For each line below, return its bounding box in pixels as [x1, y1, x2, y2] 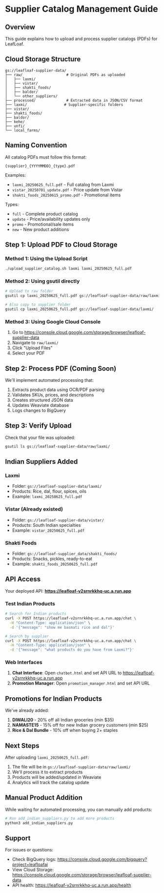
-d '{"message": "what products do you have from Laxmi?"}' [9, 647, 134, 652]
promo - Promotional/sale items [12, 221, 74, 227]
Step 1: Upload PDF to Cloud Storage [5, 241, 118, 249]
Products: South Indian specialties [12, 522, 81, 528]
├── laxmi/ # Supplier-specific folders [5, 102, 123, 107]
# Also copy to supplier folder [5, 302, 71, 307]
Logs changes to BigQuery [12, 408, 66, 414]
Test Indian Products [5, 600, 55, 607]
